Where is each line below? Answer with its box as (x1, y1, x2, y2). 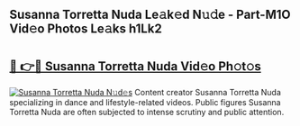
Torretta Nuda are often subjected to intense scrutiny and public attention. (9, 107, 285, 117)
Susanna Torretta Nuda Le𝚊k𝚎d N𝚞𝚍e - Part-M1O (9, 7, 291, 22)
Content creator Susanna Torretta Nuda (134, 87, 281, 97)
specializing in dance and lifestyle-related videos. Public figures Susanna (9, 97, 281, 107)
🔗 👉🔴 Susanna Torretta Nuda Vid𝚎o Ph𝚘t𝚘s (9, 58, 261, 74)
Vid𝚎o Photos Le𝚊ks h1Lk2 (9, 22, 162, 37)
